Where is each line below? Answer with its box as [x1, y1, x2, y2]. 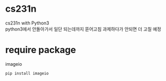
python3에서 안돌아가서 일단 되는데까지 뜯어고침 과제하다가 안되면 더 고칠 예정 [5, 26, 161, 32]
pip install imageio [5, 71, 49, 76]
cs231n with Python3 [5, 20, 49, 26]
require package [5, 44, 76, 56]
